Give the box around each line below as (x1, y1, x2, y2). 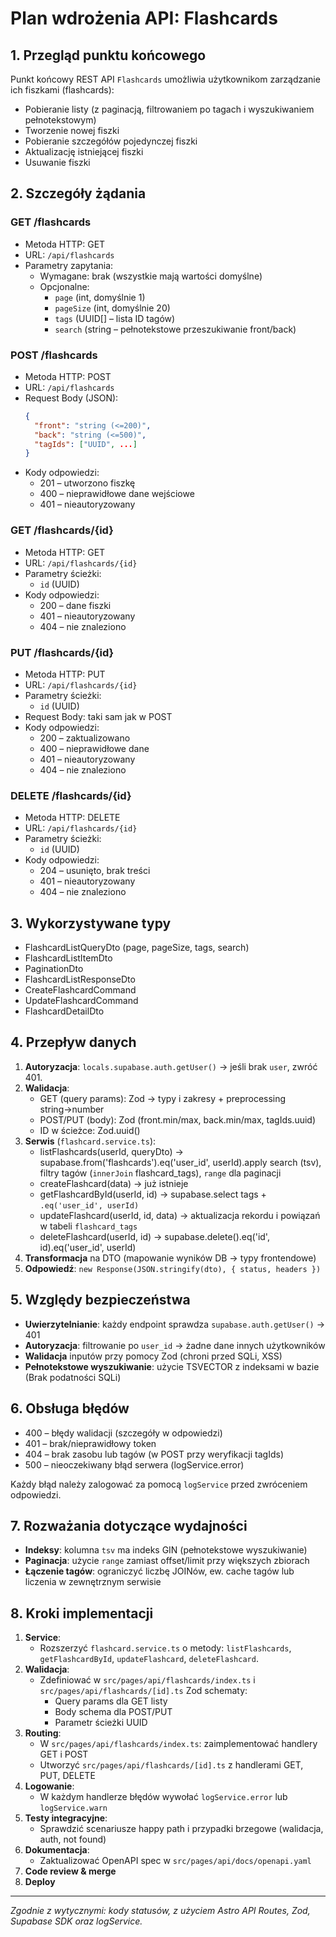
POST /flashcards (10, 348, 98, 362)
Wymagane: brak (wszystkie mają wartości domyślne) (39, 270, 263, 282)
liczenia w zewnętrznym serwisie (24, 1576, 162, 1588)
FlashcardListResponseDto (24, 973, 136, 986)
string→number (39, 1103, 105, 1115)
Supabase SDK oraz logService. (10, 1915, 143, 1927)
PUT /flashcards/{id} (10, 645, 115, 659)
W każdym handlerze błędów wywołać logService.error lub (39, 1791, 288, 1803)
